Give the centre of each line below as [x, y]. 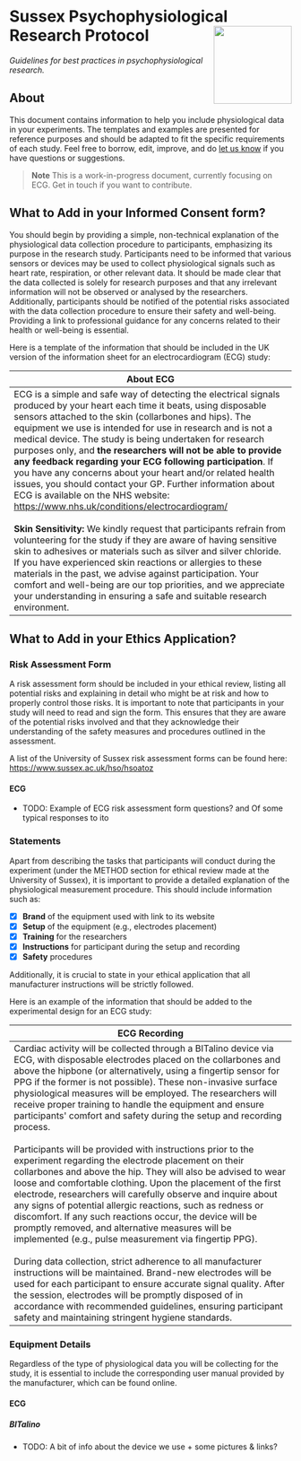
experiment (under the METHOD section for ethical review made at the [139, 870]
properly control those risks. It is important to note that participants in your [147, 703]
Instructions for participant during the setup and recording [131, 946]
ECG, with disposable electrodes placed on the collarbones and [147, 1060]
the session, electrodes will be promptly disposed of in [129, 1295]
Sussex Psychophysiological [119, 17]
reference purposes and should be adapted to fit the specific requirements [147, 139]
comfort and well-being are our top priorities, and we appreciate [149, 585]
